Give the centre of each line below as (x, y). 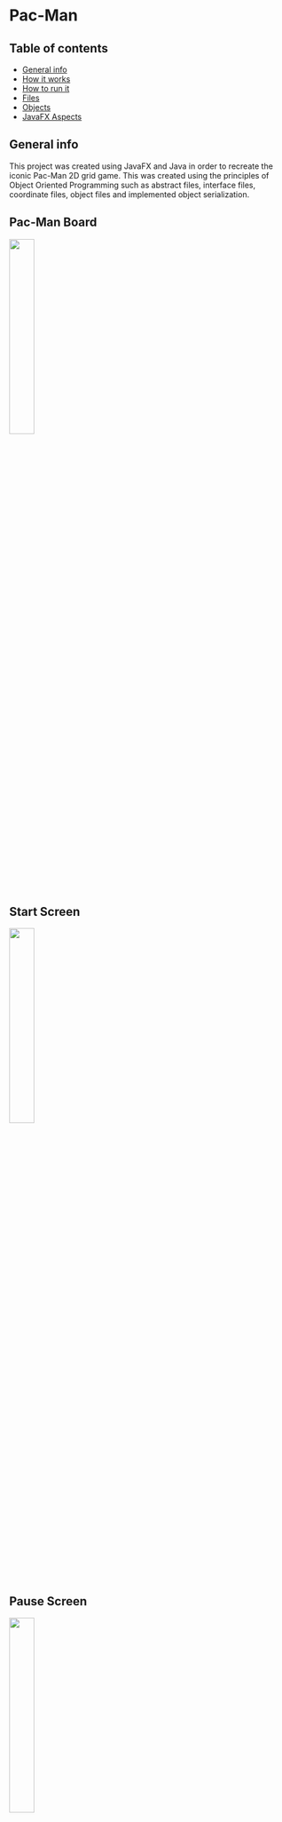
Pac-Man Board (53, 223)
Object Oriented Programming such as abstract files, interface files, (133, 185)
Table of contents (59, 48)
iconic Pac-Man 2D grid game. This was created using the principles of (139, 175)
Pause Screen (48, 1601)
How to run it (46, 88)
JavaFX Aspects (52, 117)
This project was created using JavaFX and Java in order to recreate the (141, 166)
